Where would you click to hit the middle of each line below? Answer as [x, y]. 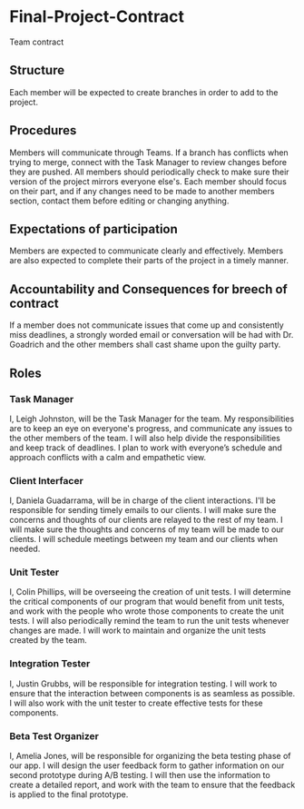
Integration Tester [50, 664]
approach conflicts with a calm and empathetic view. [108, 457]
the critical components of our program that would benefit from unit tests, [147, 602]
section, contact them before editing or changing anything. [119, 201]
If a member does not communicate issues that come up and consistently [147, 325]
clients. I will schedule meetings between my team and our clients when [144, 539]
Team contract [37, 42]
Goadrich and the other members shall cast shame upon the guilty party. [145, 345]
